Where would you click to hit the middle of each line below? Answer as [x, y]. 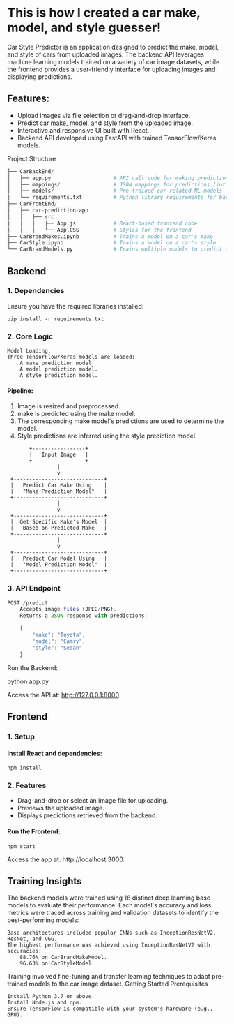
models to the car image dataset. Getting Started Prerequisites [118, 984]
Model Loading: [29, 351]
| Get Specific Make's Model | [59, 522]
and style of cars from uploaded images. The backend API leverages [106, 54]
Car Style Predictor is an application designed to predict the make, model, [113, 47]
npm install [24, 768]
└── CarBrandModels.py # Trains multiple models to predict [115, 249]
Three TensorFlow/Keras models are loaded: [71, 357]
